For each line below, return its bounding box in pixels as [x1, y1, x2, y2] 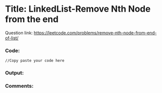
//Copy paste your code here [5, 58, 65, 63]
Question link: [5, 30, 33, 36]
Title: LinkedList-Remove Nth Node [5, 3, 151, 15]
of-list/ [5, 35, 19, 41]
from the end [5, 14, 59, 25]
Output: [5, 70, 24, 76]
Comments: [5, 83, 34, 90]
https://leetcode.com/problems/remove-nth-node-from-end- [33, 30, 157, 36]
